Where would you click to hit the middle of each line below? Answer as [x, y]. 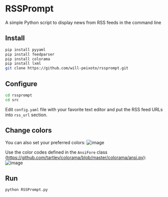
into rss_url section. [26, 115]
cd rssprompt [19, 95]
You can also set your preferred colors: [45, 142]
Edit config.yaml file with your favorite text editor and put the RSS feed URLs [84, 109]
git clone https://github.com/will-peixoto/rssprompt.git [67, 68]
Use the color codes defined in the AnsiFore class [56, 152]
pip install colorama [28, 59]
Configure [21, 84]
